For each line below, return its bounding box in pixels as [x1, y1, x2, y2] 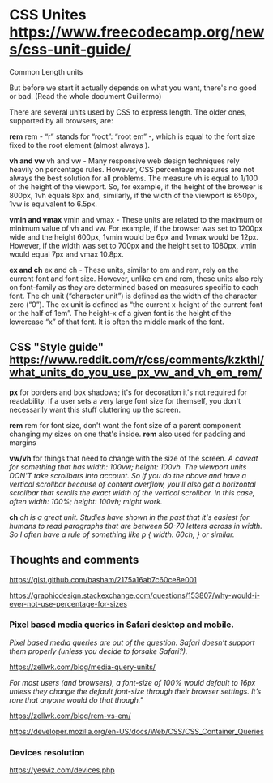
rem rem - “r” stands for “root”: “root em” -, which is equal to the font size [9, 132, 256, 141]
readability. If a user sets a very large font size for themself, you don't [9, 396, 241, 405]
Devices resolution [9, 746, 85, 758]
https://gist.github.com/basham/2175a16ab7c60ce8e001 [9, 574, 197, 584]
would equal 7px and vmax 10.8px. [9, 249, 124, 259]
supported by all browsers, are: [9, 115, 113, 125]
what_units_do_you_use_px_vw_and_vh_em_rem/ [9, 366, 262, 379]
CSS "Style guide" [9, 340, 105, 354]
